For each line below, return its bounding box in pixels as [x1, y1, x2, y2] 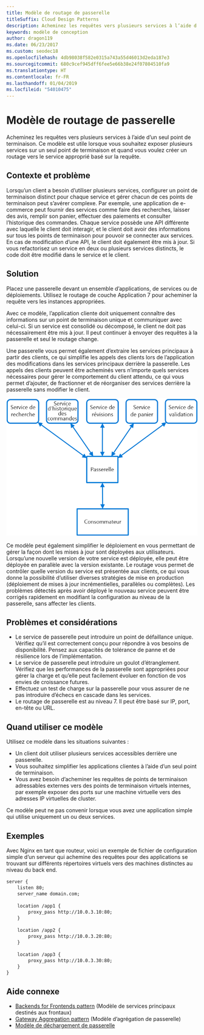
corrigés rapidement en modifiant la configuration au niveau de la [6, 593, 170, 600]
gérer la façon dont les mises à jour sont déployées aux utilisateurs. [6, 548, 175, 555]
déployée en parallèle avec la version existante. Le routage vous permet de [6, 561, 194, 568]
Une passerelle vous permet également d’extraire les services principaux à [6, 347, 193, 355]
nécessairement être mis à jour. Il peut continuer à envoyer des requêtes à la [6, 328, 198, 336]
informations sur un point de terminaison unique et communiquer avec [6, 316, 182, 323]
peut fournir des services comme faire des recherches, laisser [34, 206, 190, 213]
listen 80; [17, 885, 45, 891]
